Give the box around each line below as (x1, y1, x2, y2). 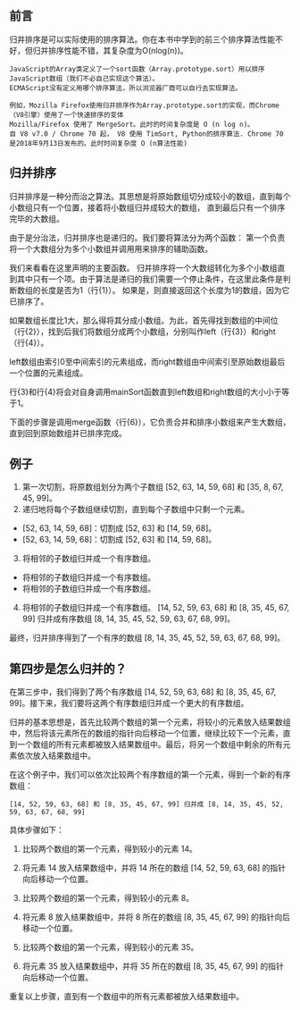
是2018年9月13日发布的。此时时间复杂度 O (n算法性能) (9, 139, 187, 147)
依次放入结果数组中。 (16, 750, 96, 762)
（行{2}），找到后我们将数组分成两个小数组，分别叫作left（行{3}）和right (9, 325, 277, 337)
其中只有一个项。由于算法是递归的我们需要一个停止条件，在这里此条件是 (16, 274, 283, 284)
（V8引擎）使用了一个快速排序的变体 (9, 110, 124, 119)
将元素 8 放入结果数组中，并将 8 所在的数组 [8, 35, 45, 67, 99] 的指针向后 (21, 912, 290, 922)
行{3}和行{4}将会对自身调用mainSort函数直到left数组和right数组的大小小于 (9, 386, 282, 397)
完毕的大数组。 (9, 213, 64, 223)
